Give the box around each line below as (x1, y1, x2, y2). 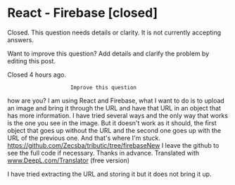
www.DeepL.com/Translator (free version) (7, 156, 130, 165)
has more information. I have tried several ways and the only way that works (7, 111, 229, 120)
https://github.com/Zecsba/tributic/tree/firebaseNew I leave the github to (7, 141, 220, 149)
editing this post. (7, 56, 56, 65)
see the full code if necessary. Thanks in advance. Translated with (7, 148, 200, 157)
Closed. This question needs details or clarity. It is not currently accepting (7, 28, 222, 37)
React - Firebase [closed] (7, 5, 158, 21)
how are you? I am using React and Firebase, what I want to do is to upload (7, 96, 225, 105)
